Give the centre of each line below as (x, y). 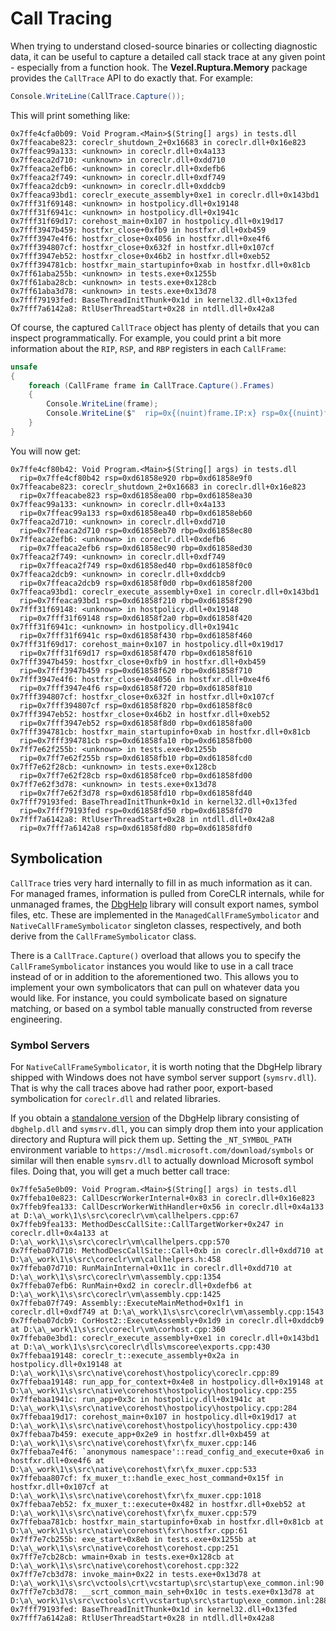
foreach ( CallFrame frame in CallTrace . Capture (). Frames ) (151, 385)
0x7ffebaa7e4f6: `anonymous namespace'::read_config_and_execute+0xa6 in (167, 1452)
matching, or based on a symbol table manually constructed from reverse (161, 1008)
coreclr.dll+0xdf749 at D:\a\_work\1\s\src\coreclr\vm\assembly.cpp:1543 (167, 1312)
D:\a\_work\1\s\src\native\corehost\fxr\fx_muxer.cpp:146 (133, 1443)
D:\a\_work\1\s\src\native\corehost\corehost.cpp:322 (125, 1565)
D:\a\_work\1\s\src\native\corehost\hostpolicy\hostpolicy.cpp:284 (154, 1408)
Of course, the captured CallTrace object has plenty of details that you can (165, 327)
